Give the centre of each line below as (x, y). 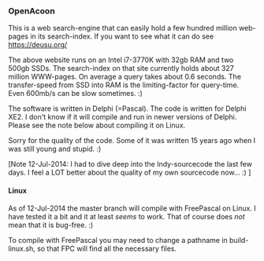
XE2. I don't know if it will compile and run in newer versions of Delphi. (123, 117)
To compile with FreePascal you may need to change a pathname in (118, 240)
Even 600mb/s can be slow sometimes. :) (76, 94)
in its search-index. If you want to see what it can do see (122, 36)
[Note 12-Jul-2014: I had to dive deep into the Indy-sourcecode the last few (130, 164)
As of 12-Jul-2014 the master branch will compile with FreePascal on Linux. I (132, 208)
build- (239, 240)
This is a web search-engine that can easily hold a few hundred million (123, 28)
